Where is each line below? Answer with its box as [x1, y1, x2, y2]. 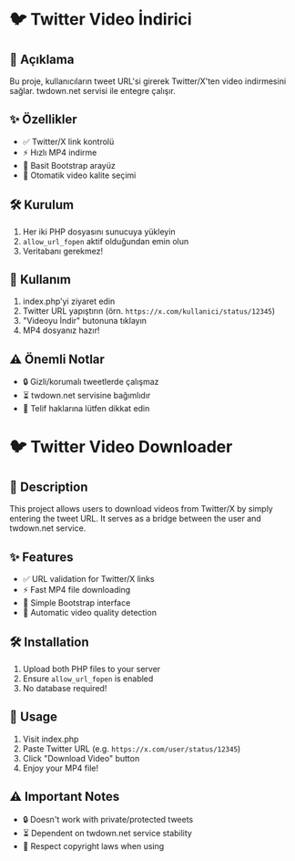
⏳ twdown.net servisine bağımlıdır [22, 390, 151, 401]
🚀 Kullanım [9, 272, 71, 287]
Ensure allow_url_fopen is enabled [22, 673, 154, 684]
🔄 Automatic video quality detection [22, 607, 158, 618]
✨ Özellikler [9, 112, 77, 128]
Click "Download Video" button [22, 752, 140, 763]
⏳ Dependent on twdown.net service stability [22, 827, 193, 838]
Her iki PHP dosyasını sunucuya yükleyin [22, 226, 176, 237]
